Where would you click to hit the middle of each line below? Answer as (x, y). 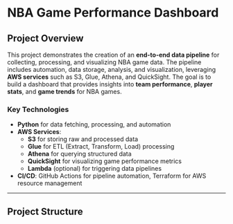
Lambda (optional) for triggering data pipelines (94, 169)
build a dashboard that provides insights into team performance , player (110, 84)
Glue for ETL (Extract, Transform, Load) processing (101, 147)
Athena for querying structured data (79, 154)
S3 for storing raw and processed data (83, 139)
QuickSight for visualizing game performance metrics (105, 161)
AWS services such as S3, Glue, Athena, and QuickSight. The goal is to (109, 77)
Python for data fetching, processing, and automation (94, 124)
